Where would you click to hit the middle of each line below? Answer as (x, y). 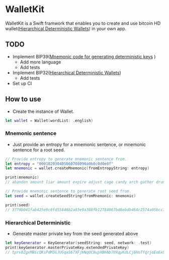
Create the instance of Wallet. (43, 111)
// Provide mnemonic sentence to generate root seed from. (68, 191)
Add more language (40, 62)
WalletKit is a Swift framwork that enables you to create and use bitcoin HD (83, 23)
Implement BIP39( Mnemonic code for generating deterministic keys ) (84, 56)
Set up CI (22, 83)
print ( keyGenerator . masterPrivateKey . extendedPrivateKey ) (67, 247)
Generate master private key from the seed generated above (75, 233)
